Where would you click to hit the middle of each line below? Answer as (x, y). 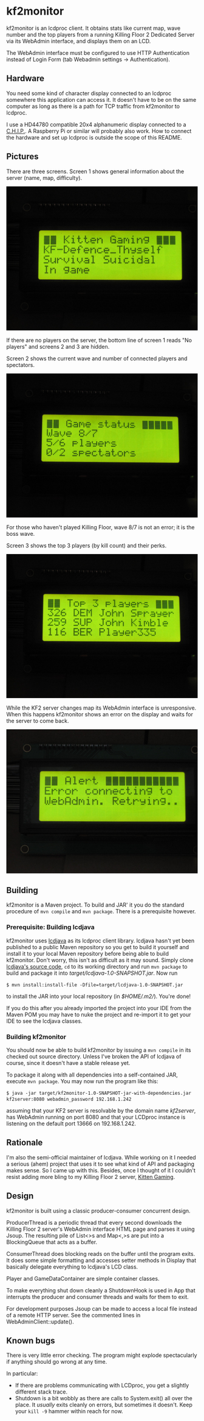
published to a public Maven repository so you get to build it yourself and (98, 947)
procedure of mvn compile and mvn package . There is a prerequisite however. (101, 911)
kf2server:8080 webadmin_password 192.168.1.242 (69, 1099)
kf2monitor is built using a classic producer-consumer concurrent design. (98, 1211)
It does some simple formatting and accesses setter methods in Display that (101, 1260)
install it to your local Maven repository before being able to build (87, 953)
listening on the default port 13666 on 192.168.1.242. (71, 1124)
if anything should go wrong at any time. (57, 1362)
